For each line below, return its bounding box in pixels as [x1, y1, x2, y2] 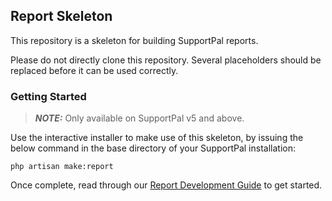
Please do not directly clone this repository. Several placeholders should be [10, 54, 322, 66]
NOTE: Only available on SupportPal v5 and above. [34, 112, 245, 124]
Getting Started [10, 89, 87, 103]
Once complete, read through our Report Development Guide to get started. [10, 179, 323, 191]
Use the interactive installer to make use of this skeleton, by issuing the [10, 132, 304, 144]
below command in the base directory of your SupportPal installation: [10, 142, 296, 154]
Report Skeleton [10, 8, 113, 25]
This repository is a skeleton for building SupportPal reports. [10, 34, 259, 46]
